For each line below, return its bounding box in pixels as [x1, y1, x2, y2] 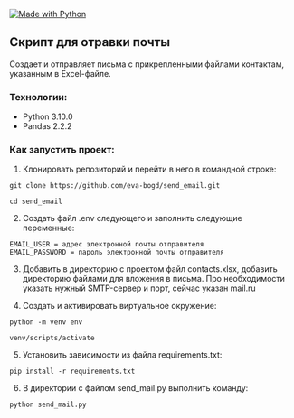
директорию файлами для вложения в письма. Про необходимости [22, 274, 285, 284]
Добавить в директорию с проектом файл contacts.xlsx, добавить [22, 264, 278, 274]
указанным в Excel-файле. [9, 68, 111, 79]
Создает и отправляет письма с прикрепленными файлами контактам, [9, 59, 285, 70]
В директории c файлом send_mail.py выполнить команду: [22, 383, 249, 394]
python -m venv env [9, 318, 83, 327]
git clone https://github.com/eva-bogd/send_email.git [9, 181, 221, 190]
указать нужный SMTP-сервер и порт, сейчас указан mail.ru [22, 283, 256, 293]
